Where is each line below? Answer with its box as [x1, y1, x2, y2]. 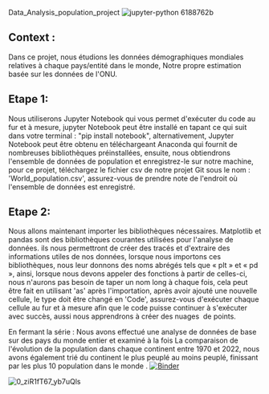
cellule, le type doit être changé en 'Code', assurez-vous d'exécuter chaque [8, 294, 259, 304]
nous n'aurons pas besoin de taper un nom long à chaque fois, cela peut [8, 278, 248, 287]
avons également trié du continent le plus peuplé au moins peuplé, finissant [8, 353, 259, 363]
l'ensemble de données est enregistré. [8, 181, 136, 192]
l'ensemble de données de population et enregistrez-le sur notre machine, [8, 156, 255, 166]
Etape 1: [8, 92, 49, 106]
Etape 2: [8, 205, 51, 219]
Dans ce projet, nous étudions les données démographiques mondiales [8, 52, 244, 62]
